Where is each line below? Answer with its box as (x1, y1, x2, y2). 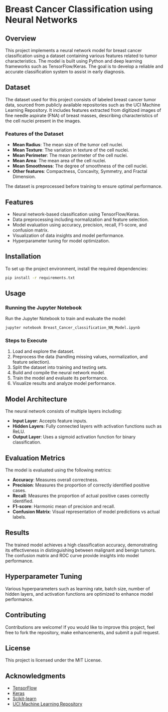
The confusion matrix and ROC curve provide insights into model (5, 552, 139, 558)
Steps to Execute (5, 337, 48, 344)
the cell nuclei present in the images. (5, 118, 81, 124)
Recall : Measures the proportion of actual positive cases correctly (12, 493, 149, 499)
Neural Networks (5, 14, 78, 26)
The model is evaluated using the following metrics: (5, 467, 112, 473)
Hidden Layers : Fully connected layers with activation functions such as (12, 423, 162, 429)
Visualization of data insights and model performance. (12, 232, 124, 239)
